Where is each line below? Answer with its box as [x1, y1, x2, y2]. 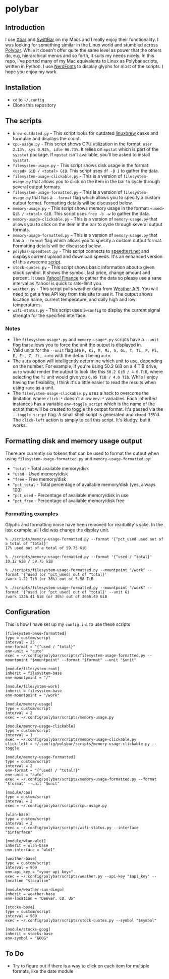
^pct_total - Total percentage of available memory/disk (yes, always [12, 481, 156, 487]
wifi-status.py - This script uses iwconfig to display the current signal [12, 307, 160, 313]
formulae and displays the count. [12, 135, 81, 141]
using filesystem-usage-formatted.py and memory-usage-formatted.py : [5, 455, 152, 462]
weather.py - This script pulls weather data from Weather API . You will [12, 286, 158, 292]
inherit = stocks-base [5, 931, 53, 936]
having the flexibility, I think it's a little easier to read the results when [12, 379, 156, 385]
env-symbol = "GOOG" [5, 936, 49, 941]
